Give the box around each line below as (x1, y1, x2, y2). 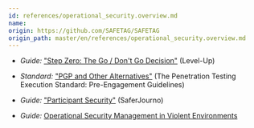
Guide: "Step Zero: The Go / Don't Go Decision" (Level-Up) (19, 56, 215, 66)
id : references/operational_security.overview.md (8, 11, 178, 20)
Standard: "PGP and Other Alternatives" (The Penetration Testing (19, 71, 236, 81)
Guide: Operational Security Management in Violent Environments (19, 111, 238, 121)
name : (8, 19, 27, 27)
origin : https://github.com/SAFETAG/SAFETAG (8, 26, 160, 34)
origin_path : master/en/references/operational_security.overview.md (8, 34, 247, 42)
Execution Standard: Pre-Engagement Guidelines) (19, 80, 185, 90)
